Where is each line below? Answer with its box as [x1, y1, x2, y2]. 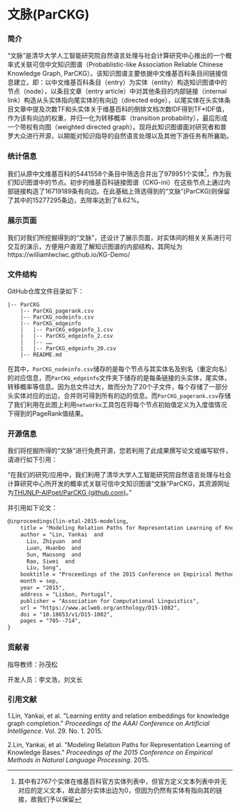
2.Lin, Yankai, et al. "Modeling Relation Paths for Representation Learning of [7, 740, 231, 749]
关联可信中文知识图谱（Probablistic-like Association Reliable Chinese [19, 60, 224, 69]
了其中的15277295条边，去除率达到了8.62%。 [7, 196, 144, 204]
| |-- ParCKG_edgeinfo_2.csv [20, 333, 114, 340]
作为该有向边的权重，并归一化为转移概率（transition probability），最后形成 [7, 114, 228, 122]
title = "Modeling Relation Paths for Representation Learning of [20, 524, 222, 532]
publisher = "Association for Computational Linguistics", [20, 597, 200, 604]
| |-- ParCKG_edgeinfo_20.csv [20, 345, 116, 352]
